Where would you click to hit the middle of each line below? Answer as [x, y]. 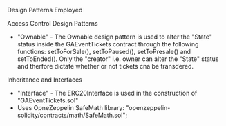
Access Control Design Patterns [53, 23]
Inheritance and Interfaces [45, 80]
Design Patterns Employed [45, 10]
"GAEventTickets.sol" [48, 100]
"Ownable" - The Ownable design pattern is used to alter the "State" [114, 37]
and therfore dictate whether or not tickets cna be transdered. [105, 66]
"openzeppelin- [148, 108]
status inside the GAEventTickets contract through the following [108, 44]
